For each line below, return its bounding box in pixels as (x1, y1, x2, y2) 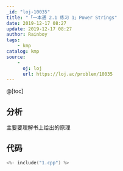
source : (6, 54, 26, 60)
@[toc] (6, 87, 24, 95)
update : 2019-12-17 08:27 (6, 25, 72, 32)
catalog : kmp (6, 49, 40, 55)
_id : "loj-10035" (6, 8, 51, 15)
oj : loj (22, 65, 43, 72)
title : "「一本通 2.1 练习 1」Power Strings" (6, 15, 118, 21)
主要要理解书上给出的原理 (6, 124, 71, 131)
